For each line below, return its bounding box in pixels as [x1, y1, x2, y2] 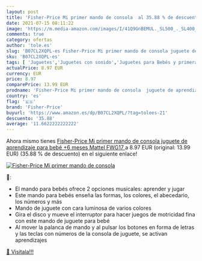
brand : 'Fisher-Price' [6, 104, 63, 110]
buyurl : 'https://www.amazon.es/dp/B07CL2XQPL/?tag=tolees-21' [6, 110, 168, 116]
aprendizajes [14, 236, 47, 244]
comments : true [6, 31, 44, 37]
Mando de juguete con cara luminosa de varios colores [14, 204, 151, 212]
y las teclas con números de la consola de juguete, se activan [14, 230, 168, 237]
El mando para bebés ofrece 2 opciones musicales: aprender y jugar [14, 185, 185, 193]
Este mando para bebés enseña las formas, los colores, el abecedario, [14, 192, 189, 199]
